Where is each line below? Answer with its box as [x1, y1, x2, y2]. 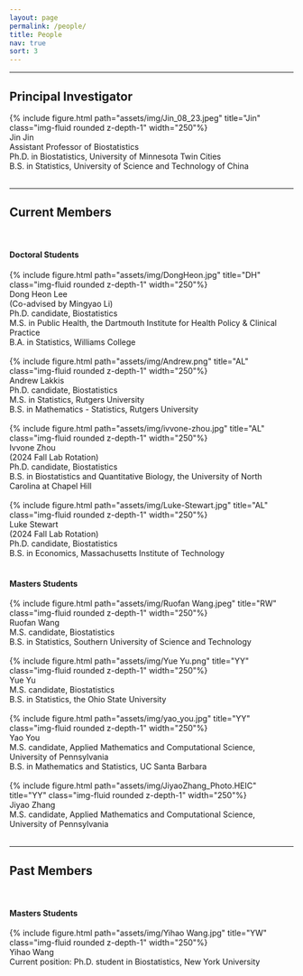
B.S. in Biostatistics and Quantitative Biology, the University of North [9, 470, 262, 481]
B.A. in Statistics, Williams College [9, 336, 136, 348]
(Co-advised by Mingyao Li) [9, 298, 114, 309]
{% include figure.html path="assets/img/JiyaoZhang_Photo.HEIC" [9, 780, 257, 791]
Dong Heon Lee [9, 288, 68, 299]
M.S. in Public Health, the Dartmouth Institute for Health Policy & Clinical [9, 317, 278, 328]
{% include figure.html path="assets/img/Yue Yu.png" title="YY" [9, 655, 250, 666]
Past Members [9, 863, 93, 878]
